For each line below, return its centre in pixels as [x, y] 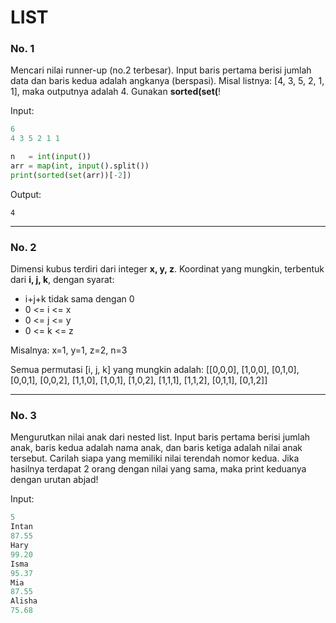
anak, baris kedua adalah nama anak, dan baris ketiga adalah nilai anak [156, 448]
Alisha [24, 601]
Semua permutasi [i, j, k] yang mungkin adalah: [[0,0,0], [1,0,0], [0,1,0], [155, 370]
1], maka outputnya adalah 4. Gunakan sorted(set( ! [116, 92]
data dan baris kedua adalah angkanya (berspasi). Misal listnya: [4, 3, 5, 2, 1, [167, 81]
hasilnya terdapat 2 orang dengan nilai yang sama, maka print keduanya [158, 469]
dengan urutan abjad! [54, 480]
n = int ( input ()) [51, 157]
